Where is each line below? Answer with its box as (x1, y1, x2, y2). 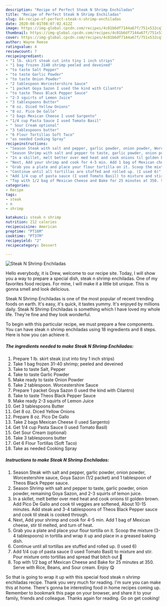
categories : (5, 183, 30, 188)
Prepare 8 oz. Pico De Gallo (12, 414, 69, 420)
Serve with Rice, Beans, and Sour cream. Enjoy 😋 (12, 565, 114, 571)
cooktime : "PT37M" (5, 233, 44, 239)
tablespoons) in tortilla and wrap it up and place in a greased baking (17, 533, 156, 539)
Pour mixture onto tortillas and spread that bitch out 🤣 (12, 554, 123, 560)
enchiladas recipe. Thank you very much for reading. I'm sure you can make (5, 580, 161, 586)
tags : (5, 192, 17, 197)
